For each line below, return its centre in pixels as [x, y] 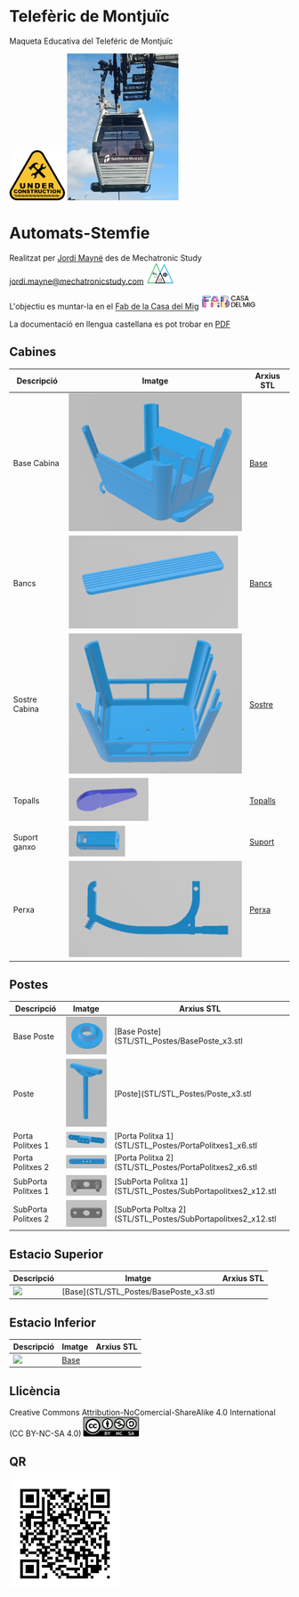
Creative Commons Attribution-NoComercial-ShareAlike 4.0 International [142, 1413]
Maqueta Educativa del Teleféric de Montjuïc [91, 41]
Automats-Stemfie [80, 234]
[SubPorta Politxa [146, 1182]
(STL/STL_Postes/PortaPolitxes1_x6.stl [186, 1146]
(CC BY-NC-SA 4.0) [45, 1433]
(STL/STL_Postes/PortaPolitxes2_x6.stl [186, 1167]
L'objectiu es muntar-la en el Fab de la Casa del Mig [104, 306]
